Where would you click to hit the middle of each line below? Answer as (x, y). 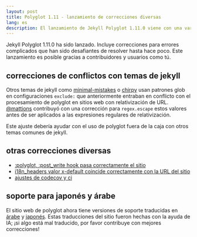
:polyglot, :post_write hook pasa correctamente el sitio (80, 165)
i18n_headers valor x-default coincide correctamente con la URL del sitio (102, 171)
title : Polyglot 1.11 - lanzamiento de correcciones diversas (84, 17)
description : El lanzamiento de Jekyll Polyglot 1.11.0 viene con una (94, 28)
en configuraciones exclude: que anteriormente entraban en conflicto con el (98, 96)
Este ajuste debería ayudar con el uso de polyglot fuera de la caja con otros (97, 126)
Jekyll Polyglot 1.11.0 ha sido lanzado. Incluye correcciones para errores (93, 45)
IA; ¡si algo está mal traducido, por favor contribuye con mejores (84, 223)
